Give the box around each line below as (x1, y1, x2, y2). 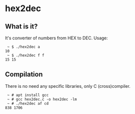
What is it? (5, 22, 38, 31)
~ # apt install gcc (7, 93, 49, 98)
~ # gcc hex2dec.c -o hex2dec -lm (7, 97, 77, 102)
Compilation (5, 70, 43, 79)
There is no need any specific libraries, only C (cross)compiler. (5, 83, 131, 89)
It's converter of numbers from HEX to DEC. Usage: (5, 35, 108, 41)
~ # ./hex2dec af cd (7, 101, 49, 106)
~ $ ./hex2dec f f (7, 53, 45, 58)
